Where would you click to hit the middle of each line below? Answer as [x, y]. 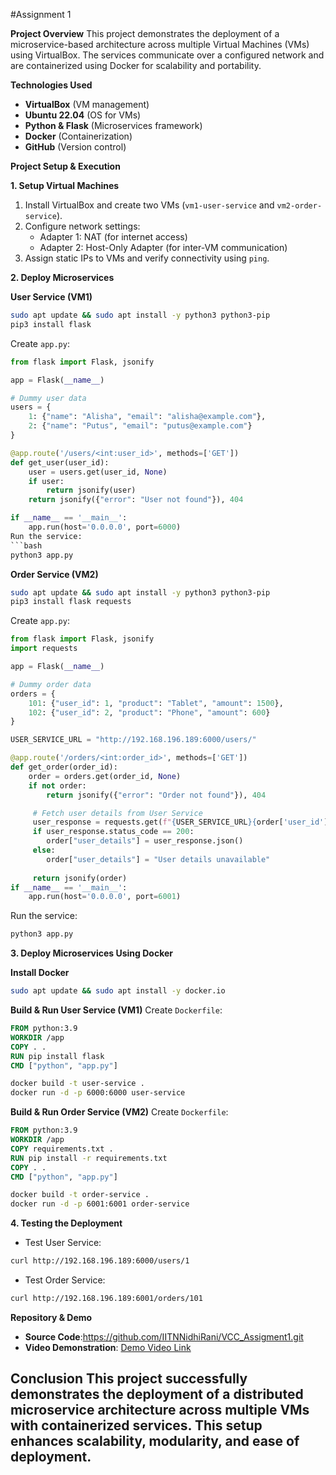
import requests [44, 649]
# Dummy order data [51, 684]
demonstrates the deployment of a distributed [157, 1394]
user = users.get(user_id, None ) [98, 472]
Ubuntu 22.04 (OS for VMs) [83, 115]
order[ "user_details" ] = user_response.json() [145, 841]
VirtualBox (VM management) [87, 104]
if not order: [57, 785]
